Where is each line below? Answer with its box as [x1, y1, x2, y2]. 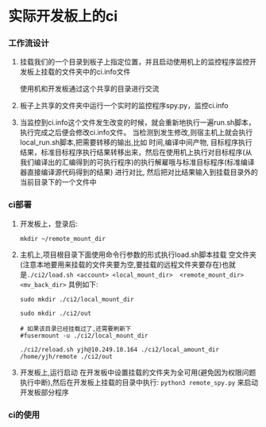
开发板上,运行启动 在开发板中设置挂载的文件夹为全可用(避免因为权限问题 [19, 367, 256, 377]
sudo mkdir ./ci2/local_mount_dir [19, 295, 134, 303]
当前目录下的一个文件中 [19, 177, 97, 187]
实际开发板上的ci [8, 7, 118, 25]
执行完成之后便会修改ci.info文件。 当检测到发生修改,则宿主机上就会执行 [19, 128, 253, 138]
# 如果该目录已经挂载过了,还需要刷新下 [19, 324, 132, 332]
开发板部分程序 [19, 387, 69, 397]
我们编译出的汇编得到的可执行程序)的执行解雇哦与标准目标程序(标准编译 [19, 157, 256, 167]
